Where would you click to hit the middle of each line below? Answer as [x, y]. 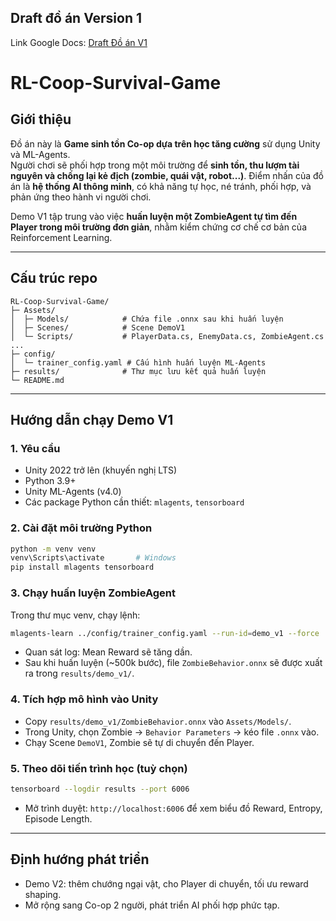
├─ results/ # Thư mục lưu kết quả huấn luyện [138, 371]
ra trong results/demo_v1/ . [79, 673]
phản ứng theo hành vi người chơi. [81, 197]
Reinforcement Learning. [61, 237]
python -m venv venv [53, 549]
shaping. [43, 894]
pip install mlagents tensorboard [82, 567]
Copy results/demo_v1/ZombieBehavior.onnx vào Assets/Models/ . [158, 721]
